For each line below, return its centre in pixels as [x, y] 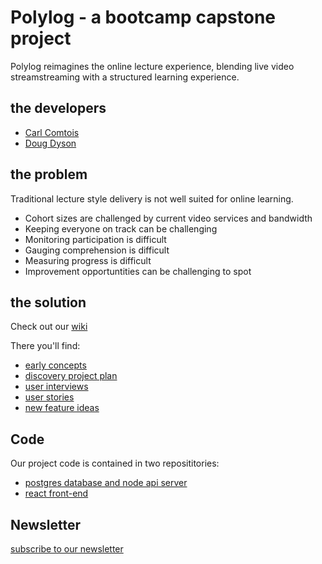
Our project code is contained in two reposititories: [115, 463]
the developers [58, 108]
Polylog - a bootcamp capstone [143, 17]
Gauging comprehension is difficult [97, 250]
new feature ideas [62, 408]
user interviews [56, 387]
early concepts [55, 365]
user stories [49, 397]
